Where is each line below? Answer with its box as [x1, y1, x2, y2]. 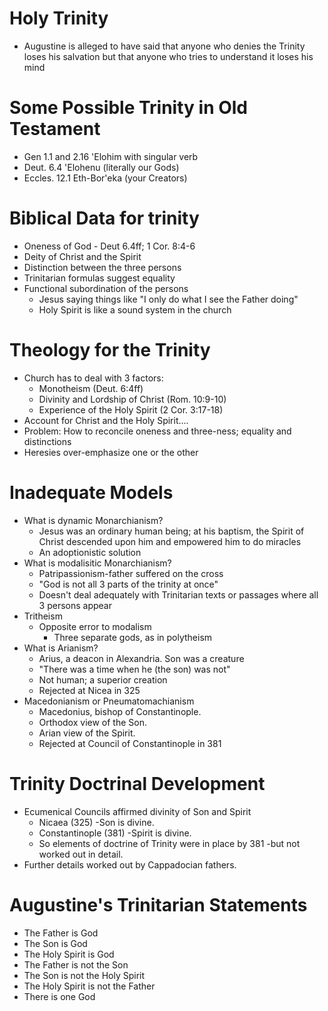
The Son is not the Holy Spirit [23, 969, 146, 981]
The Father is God [23, 927, 99, 939]
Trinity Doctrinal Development [9, 772, 266, 795]
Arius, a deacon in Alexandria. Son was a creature [38, 652, 245, 664]
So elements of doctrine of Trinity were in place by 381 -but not [38, 837, 301, 849]
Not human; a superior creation [38, 673, 168, 686]
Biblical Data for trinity [9, 207, 200, 230]
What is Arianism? [23, 642, 99, 654]
